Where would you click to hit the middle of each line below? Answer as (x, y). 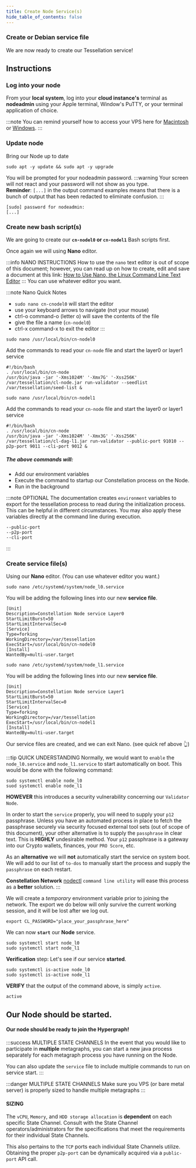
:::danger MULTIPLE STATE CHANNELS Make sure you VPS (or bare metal (95, 1084)
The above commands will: (40, 459)
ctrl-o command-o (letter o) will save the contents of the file (87, 316)
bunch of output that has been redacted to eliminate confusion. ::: (85, 196)
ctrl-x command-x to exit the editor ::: (60, 329)
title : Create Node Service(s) (44, 11)
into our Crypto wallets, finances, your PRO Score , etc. (71, 846)
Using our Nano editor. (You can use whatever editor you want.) (83, 576)
